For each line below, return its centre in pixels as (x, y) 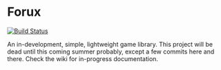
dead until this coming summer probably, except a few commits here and (111, 51)
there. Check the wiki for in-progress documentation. (83, 58)
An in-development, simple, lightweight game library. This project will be (110, 44)
